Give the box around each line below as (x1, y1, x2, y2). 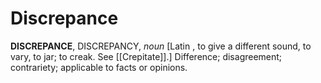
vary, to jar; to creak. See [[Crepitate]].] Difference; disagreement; (10, 50, 283, 62)
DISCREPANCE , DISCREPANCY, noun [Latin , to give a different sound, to (10, 40, 312, 52)
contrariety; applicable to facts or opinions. (10, 61, 188, 73)
